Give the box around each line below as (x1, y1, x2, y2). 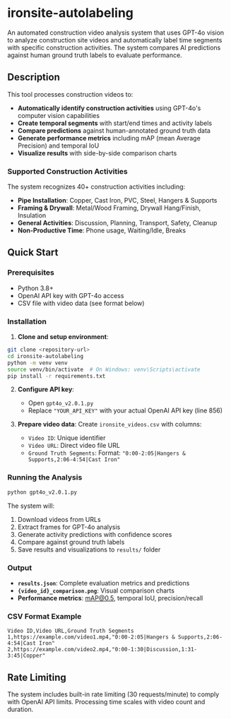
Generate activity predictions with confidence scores (17, 530, 172, 538)
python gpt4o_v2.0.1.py (7, 489, 78, 496)
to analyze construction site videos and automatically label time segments (7, 35, 223, 44)
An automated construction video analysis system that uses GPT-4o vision (7, 28, 225, 37)
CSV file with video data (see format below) (17, 299, 145, 307)
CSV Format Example (7, 611, 82, 621)
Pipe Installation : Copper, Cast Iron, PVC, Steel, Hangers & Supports (17, 196, 218, 205)
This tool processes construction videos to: (7, 90, 134, 98)
